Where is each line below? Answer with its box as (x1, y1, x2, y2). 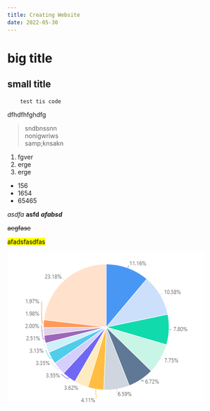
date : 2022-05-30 (7, 18, 58, 26)
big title (7, 50, 53, 66)
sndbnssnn (24, 124, 58, 132)
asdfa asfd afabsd (7, 210, 63, 218)
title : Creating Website (7, 11, 80, 18)
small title (7, 78, 51, 90)
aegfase (7, 223, 31, 232)
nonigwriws (24, 131, 58, 140)
